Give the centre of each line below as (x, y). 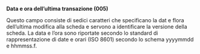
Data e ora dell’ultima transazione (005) (57, 9)
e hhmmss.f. (22, 46)
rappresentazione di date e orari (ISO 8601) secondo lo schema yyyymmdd (100, 39)
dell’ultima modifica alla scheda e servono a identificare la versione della (97, 27)
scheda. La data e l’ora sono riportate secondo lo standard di (82, 33)
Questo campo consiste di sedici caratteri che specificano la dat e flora (95, 20)
